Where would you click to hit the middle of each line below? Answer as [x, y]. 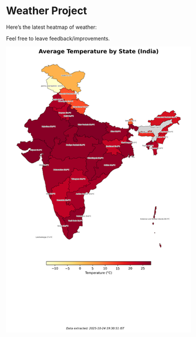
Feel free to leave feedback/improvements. [58, 38]
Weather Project [47, 11]
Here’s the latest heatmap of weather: [51, 27]
